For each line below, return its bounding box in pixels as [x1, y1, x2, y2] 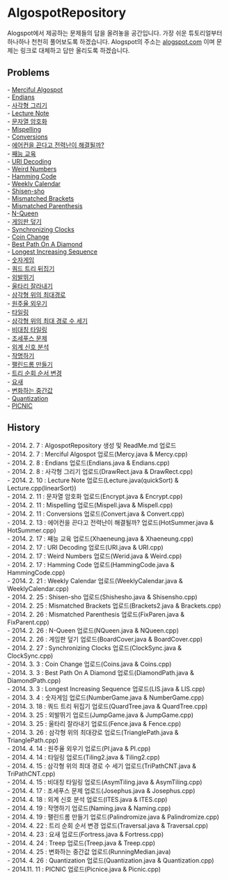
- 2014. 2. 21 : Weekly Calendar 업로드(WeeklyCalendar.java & [7, 576, 183, 585]
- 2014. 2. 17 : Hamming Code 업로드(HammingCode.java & [7, 560, 175, 569]
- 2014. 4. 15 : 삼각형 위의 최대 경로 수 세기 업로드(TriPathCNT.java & [7, 762, 197, 770]
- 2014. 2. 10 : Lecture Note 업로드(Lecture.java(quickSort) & [7, 476, 179, 484]
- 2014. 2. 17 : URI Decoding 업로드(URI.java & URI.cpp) [7, 543, 164, 551]
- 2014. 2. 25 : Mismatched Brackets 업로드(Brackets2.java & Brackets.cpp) [7, 601, 221, 610]
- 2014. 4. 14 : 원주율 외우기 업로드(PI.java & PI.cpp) [7, 744, 151, 752]
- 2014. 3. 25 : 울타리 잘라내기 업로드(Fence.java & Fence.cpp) [7, 719, 182, 727]
